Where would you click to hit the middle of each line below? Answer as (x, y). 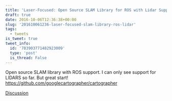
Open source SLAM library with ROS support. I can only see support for (81, 72)
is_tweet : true (21, 39)
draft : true (18, 15)
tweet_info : (18, 44)
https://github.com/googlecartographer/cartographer (61, 83)
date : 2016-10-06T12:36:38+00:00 (41, 19)
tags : (11, 29)
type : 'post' (24, 53)
